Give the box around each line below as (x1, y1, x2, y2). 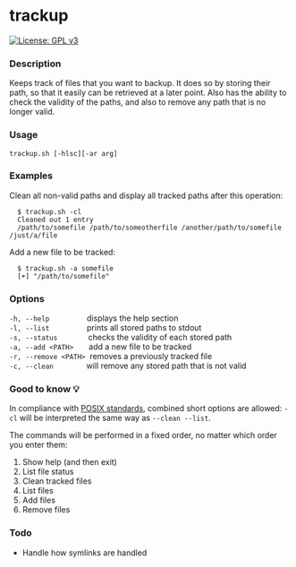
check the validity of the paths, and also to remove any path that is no (9, 97, 266, 107)
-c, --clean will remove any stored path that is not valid (9, 360, 247, 372)
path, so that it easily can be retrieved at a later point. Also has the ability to (9, 87, 287, 99)
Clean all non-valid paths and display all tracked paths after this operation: (9, 190, 283, 201)
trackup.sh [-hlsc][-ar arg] (9, 149, 118, 158)
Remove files (21, 504, 71, 515)
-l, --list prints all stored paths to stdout (9, 322, 202, 333)
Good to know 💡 (9, 382, 80, 395)
